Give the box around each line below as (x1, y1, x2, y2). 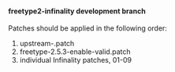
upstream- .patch (19, 39, 75, 49)
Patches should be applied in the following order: (8, 23, 168, 33)
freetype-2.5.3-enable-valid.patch (19, 47, 132, 56)
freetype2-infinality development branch (8, 6, 146, 16)
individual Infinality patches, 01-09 (19, 56, 132, 65)
